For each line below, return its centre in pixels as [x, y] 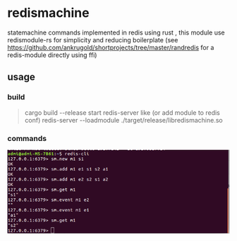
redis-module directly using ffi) [52, 55]
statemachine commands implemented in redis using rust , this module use [116, 32]
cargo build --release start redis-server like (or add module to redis [122, 112]
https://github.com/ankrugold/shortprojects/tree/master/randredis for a [111, 47]
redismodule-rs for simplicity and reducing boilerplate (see [93, 39]
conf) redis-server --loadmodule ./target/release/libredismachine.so [124, 120]
